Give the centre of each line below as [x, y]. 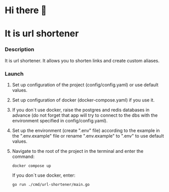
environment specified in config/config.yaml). [60, 120]
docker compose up [31, 166]
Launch [14, 74]
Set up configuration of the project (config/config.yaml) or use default [85, 85]
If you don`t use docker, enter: [44, 175]
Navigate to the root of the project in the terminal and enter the [78, 151]
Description [20, 49]
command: [23, 156]
